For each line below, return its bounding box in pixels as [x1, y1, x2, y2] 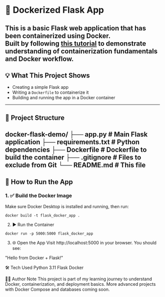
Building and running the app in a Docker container [12, 95, 115, 101]
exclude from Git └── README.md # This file [5, 161, 146, 169]
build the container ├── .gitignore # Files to [5, 153, 141, 162]
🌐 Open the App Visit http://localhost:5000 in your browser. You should [12, 240, 157, 245]
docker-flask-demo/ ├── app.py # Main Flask [5, 130, 148, 139]
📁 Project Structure [5, 113, 65, 122]
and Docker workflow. [5, 54, 74, 63]
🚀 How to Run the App [5, 178, 73, 186]
